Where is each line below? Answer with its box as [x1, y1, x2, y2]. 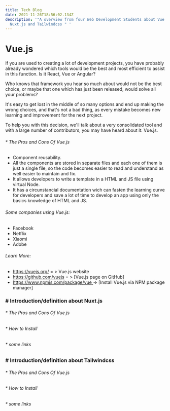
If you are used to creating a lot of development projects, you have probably [5, 60, 164, 66]
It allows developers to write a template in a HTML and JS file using [12, 176, 154, 182]
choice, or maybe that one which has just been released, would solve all [5, 86, 156, 92]
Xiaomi [12, 236, 27, 242]
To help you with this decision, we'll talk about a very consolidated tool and [5, 122, 162, 128]
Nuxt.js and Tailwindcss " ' [10, 21, 72, 27]
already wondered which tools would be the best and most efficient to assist [5, 65, 165, 71]
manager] [12, 284, 33, 290]
